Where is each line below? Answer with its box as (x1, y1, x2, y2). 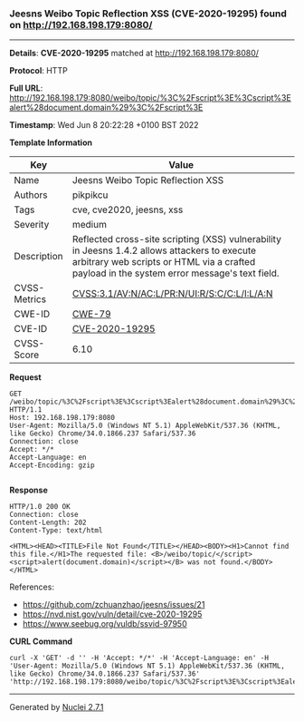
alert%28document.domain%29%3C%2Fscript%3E (9, 102, 204, 113)
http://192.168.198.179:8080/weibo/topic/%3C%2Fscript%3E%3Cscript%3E (9, 93, 291, 103)
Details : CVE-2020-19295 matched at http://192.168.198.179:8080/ (9, 48, 260, 59)
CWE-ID (14, 307, 51, 320)
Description (14, 250, 63, 263)
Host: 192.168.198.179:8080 (9, 414, 116, 423)
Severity (14, 219, 50, 231)
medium (71, 219, 107, 231)
